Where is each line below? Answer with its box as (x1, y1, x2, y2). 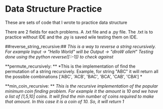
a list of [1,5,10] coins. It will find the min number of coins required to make (5, 93, 154, 99)
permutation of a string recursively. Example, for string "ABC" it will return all (5, 68, 159, 74)
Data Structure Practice (5, 3, 102, 15)
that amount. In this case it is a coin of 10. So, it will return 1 (5, 98, 125, 104)
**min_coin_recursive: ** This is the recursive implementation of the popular (5, 83, 158, 89)
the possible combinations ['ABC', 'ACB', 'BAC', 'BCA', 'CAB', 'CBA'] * (5, 73, 143, 79)
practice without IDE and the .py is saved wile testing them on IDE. (5, 34, 138, 40)
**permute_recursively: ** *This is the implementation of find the (5, 63, 136, 69)
